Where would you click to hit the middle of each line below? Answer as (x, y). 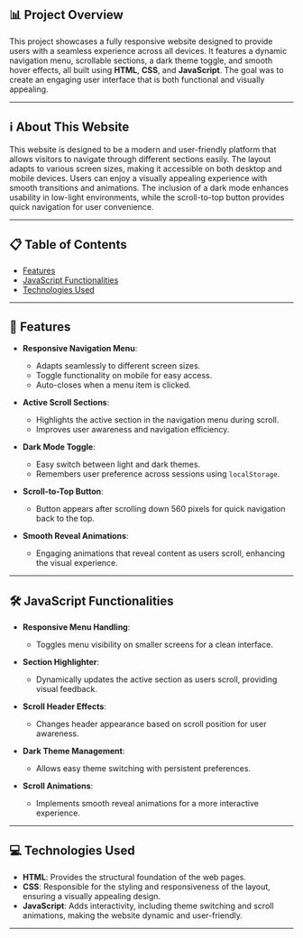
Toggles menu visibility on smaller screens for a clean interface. (154, 645)
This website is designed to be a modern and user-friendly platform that (143, 149)
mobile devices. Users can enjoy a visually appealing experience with (138, 178)
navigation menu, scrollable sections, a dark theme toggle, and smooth (141, 60)
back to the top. (65, 519)
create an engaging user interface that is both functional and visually (137, 79)
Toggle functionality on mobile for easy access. (124, 376)
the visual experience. (77, 563)
